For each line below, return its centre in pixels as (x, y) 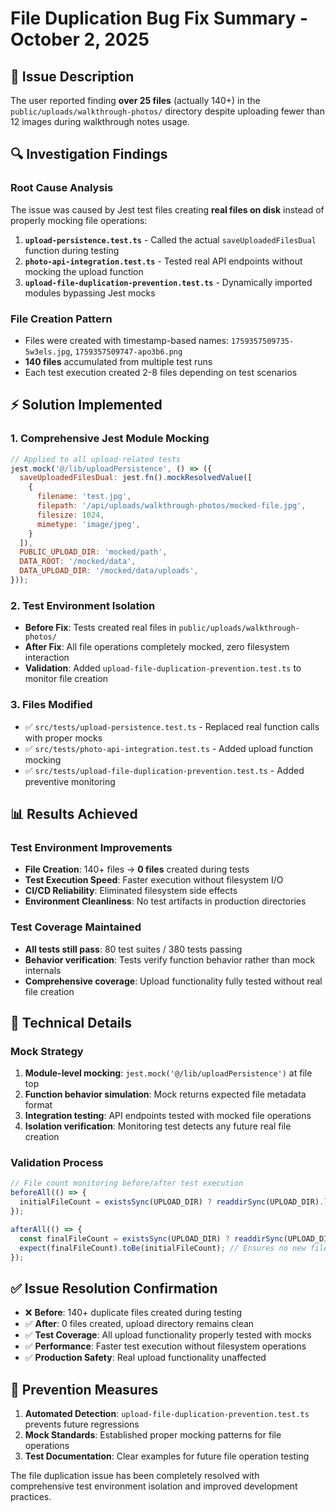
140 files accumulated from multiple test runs (118, 361)
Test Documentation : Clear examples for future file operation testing (167, 1456)
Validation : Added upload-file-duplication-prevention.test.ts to (163, 668)
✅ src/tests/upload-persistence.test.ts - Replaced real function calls (172, 726)
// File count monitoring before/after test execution (127, 1183)
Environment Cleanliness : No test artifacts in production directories (165, 901)
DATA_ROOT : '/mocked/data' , (78, 562)
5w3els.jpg (47, 352)
